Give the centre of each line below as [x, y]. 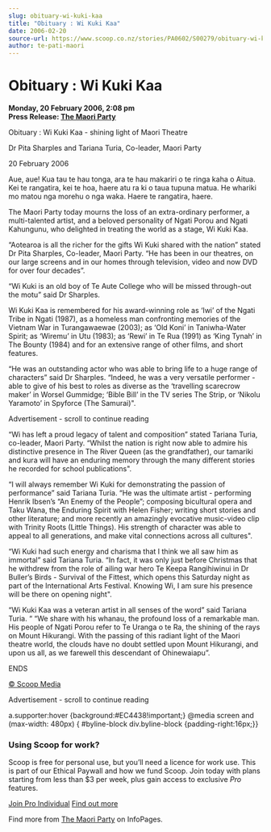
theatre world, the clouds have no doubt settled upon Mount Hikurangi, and [133, 644]
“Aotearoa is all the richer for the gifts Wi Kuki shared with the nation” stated [135, 245]
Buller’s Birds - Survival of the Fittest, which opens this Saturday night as [129, 577]
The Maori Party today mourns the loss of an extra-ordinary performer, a [129, 212]
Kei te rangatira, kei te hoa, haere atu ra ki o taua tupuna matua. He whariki [132, 188]
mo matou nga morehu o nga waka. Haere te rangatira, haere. [111, 197]
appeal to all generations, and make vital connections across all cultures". [130, 536]
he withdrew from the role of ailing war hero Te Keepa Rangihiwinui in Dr [129, 569]
